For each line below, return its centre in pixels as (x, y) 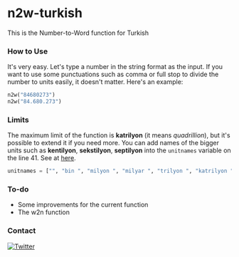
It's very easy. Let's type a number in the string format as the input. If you (115, 67)
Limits (18, 120)
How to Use (28, 51)
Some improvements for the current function (83, 205)
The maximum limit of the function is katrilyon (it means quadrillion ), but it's (119, 135)
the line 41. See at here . (42, 158)
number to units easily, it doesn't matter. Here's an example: (95, 82)
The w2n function (43, 212)
